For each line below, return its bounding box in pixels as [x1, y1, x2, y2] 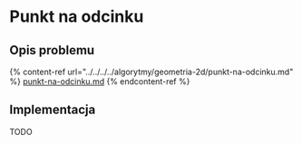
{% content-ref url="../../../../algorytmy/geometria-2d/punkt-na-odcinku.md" [9, 66, 294, 77]
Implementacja [9, 102, 96, 118]
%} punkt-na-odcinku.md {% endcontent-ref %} [9, 76, 190, 87]
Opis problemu [9, 43, 95, 58]
